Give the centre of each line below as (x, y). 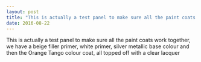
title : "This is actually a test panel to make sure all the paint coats (101, 17)
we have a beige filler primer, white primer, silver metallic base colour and (98, 46)
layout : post (23, 12)
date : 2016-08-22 (28, 23)
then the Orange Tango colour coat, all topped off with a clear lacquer (93, 53)
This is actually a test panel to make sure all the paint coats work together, (98, 40)
